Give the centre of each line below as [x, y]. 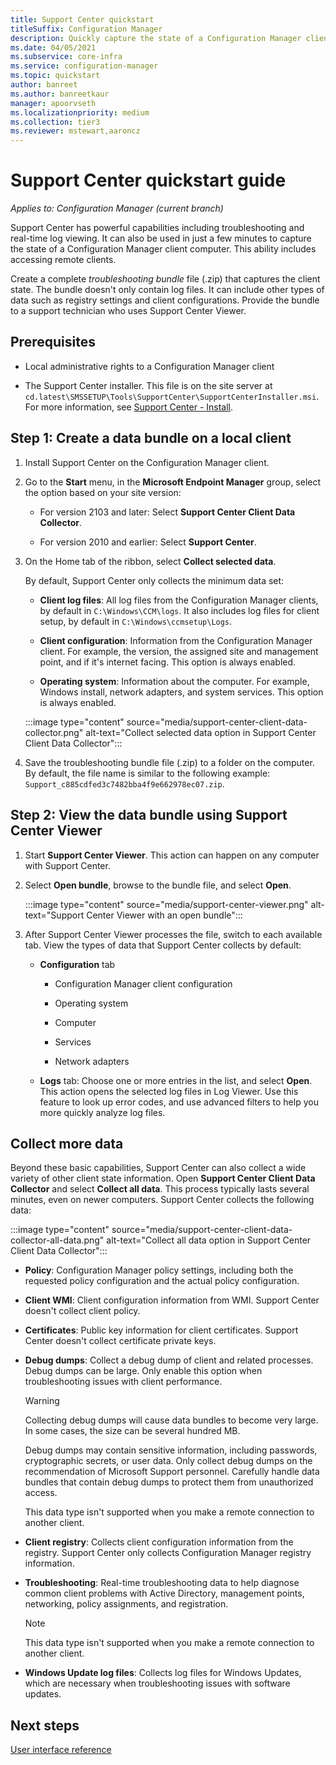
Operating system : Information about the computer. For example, [174, 681]
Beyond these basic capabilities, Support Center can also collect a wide [158, 1168]
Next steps [45, 1725]
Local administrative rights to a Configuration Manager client [149, 366]
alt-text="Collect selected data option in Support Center [201, 732]
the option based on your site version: [103, 492]
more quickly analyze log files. [102, 1112]
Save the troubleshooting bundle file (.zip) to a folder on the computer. [169, 762]
